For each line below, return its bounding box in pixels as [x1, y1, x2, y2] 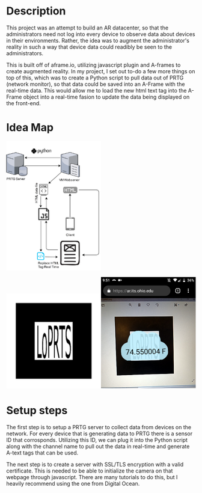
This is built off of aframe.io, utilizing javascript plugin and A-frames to [6, 61, 181, 69]
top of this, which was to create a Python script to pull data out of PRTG [6, 74, 184, 81]
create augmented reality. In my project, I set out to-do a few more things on [6, 67, 195, 75]
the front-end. [6, 99, 41, 106]
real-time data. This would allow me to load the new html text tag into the [6, 87, 187, 94]
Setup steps [6, 404, 68, 417]
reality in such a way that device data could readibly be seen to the [6, 43, 173, 51]
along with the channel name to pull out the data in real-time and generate [6, 443, 190, 450]
